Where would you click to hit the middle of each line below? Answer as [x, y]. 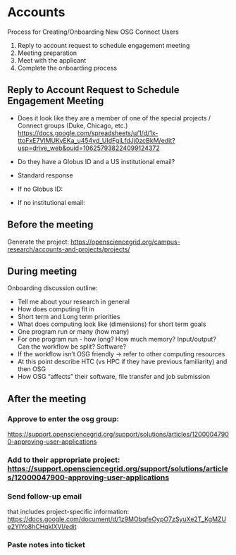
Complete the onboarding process [67, 68]
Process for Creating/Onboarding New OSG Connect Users [93, 32]
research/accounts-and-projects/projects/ [69, 249]
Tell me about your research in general [74, 302]
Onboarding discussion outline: [52, 288]
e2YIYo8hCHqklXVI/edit [42, 527]
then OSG [32, 369]
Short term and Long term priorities [69, 317]
